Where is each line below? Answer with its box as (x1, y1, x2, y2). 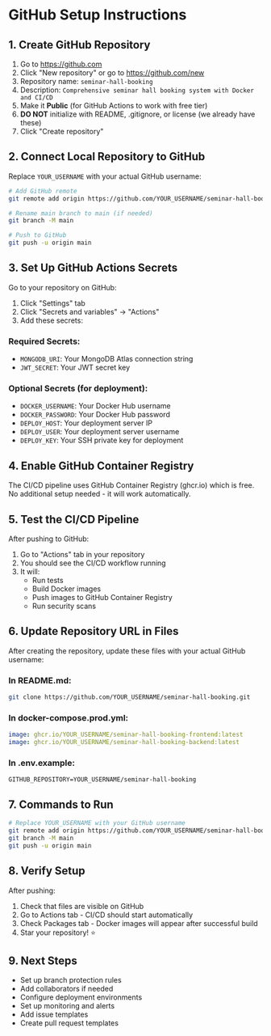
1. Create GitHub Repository (8, 38, 151, 52)
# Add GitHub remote (8, 187, 78, 195)
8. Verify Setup (8, 864, 86, 878)
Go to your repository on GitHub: (8, 282, 117, 292)
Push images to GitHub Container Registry (31, 593, 173, 603)
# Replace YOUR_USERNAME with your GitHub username (8, 819, 186, 827)
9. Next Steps (8, 954, 78, 967)
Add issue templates (19, 1009, 89, 1020)
